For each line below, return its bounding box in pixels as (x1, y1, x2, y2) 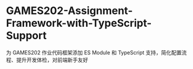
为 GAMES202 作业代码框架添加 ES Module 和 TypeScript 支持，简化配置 (6, 49, 182, 56)
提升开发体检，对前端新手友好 (16, 56, 88, 63)
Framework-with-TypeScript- (6, 16, 152, 30)
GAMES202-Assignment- (6, 4, 133, 18)
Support (6, 29, 47, 42)
